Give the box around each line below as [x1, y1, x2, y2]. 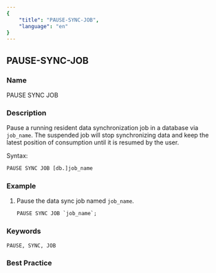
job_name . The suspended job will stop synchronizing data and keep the [6, 131, 209, 140]
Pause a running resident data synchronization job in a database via [6, 124, 199, 132]
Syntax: [6, 152, 28, 160]
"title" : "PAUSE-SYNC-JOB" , [19, 17, 99, 23]
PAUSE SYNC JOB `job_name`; [16, 210, 97, 217]
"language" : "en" [19, 23, 69, 30]
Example [6, 182, 36, 191]
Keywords [6, 226, 41, 236]
